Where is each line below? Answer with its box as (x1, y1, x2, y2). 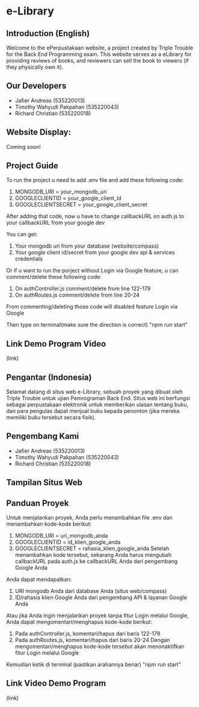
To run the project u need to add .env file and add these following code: (6, 177, 184, 184)
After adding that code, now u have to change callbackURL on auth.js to (6, 213, 185, 220)
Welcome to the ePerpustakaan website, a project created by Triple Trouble (6, 44, 194, 51)
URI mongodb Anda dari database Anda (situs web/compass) (14, 588, 167, 595)
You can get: (6, 231, 38, 238)
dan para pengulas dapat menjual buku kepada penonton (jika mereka (6, 407, 180, 415)
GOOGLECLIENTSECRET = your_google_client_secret (14, 201, 147, 209)
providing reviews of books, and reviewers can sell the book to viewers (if (6, 57, 189, 64)
